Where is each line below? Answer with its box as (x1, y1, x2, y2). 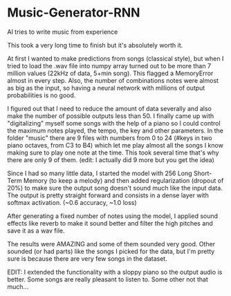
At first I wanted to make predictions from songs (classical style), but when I (7, 54, 224, 63)
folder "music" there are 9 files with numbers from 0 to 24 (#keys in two (7, 133, 212, 142)
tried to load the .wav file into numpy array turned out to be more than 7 (7, 61, 212, 70)
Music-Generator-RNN (7, 5, 140, 21)
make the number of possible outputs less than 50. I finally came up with (7, 112, 214, 120)
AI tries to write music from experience (7, 28, 118, 36)
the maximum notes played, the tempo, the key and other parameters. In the (7, 126, 223, 135)
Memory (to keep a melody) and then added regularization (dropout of (23, 176, 224, 184)
